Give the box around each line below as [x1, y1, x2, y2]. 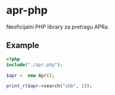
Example [6, 40, 40, 50]
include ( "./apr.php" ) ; [6, 62, 63, 68]
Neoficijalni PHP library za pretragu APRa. [6, 23, 110, 30]
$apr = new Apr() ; [6, 72, 55, 78]
